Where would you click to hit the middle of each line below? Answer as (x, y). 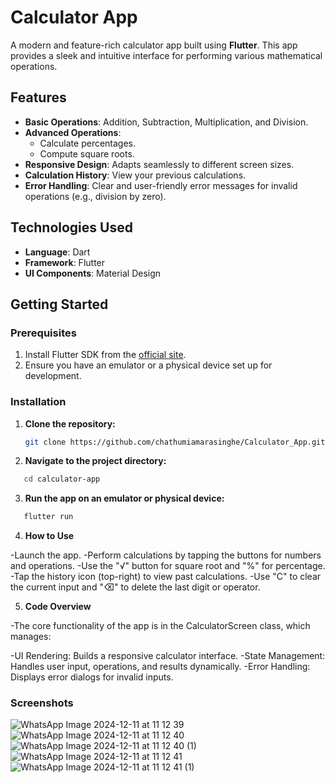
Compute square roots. (87, 153)
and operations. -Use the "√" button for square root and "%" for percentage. (168, 566)
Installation (38, 402)
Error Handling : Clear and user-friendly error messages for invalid (161, 185)
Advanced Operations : (73, 132)
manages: (31, 637)
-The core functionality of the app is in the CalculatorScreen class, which (160, 626)
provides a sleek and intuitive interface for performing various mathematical (166, 55)
